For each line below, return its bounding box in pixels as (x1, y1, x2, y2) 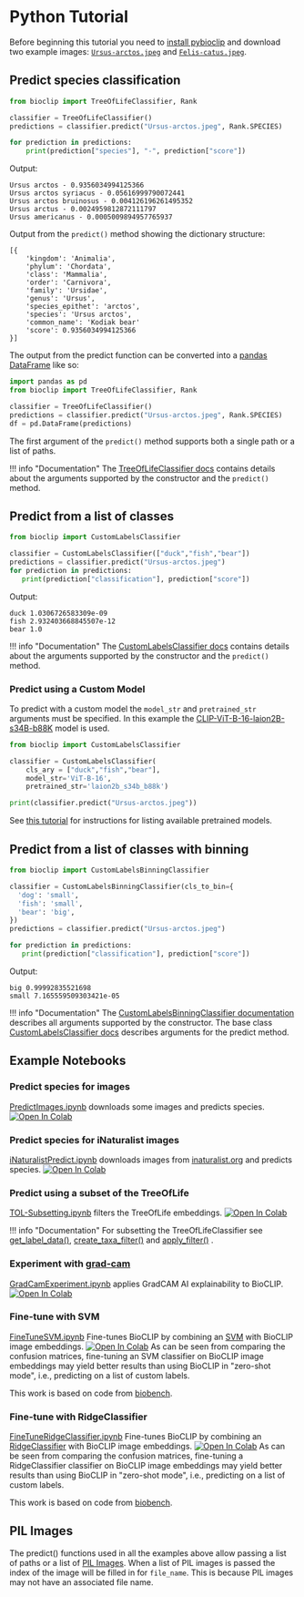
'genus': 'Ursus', (25, 294, 96, 303)
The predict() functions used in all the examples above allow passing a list (9, 1547, 287, 1559)
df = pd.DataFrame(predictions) (9, 419, 132, 428)
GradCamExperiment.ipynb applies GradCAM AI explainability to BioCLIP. (9, 1278, 284, 1289)
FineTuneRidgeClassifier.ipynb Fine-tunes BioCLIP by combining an (9, 1431, 262, 1442)
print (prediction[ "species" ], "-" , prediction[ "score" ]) (25, 147, 247, 156)
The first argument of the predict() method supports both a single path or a (9, 435, 296, 446)
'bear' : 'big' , (17, 907, 76, 916)
